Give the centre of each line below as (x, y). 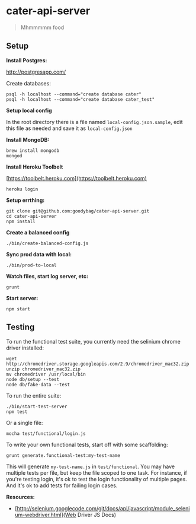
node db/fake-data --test (38, 385)
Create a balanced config (38, 232)
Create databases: (29, 83)
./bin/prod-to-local (32, 265)
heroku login (22, 189)
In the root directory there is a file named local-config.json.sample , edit (94, 122)
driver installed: (25, 348)
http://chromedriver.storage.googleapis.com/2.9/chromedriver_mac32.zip (98, 364)
